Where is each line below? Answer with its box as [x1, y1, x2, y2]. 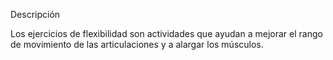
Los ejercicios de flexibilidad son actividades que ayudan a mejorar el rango [10, 28, 323, 39]
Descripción [10, 9, 61, 20]
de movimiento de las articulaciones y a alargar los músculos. [10, 39, 264, 50]
